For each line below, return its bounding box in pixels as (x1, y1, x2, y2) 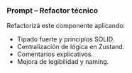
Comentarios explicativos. (16, 50, 94, 58)
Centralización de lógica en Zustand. (16, 43, 125, 51)
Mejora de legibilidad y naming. (16, 58, 109, 66)
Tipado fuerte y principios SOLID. (16, 35, 115, 44)
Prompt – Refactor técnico (6, 6, 99, 15)
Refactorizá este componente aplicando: (6, 22, 126, 30)
